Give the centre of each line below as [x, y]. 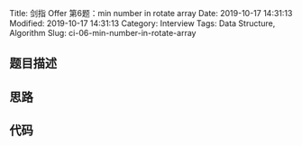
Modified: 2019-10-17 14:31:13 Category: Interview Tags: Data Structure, [142, 23]
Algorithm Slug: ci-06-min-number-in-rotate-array [103, 33]
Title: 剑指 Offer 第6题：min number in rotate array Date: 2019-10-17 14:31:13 [151, 13]
